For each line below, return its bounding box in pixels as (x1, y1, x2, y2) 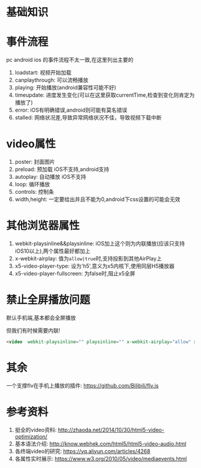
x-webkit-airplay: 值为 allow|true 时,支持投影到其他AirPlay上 (14, 255, 162, 262)
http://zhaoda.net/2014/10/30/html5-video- (57, 426, 165, 433)
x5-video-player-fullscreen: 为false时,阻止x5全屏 (14, 270, 136, 277)
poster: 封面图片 (14, 158, 55, 166)
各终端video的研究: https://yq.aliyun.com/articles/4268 (14, 448, 151, 455)
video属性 (6, 137, 56, 151)
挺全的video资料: (14, 426, 57, 433)
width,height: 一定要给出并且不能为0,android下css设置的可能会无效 (14, 196, 181, 203)
